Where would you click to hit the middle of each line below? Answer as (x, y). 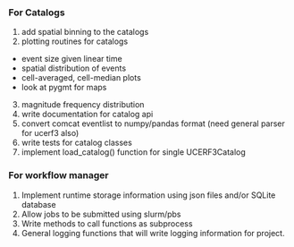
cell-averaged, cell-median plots (81, 78)
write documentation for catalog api (87, 115)
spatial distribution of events (74, 68)
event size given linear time (71, 59)
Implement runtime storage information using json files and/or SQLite (148, 195)
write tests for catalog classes (77, 143)
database (38, 204)
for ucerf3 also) (50, 133)
